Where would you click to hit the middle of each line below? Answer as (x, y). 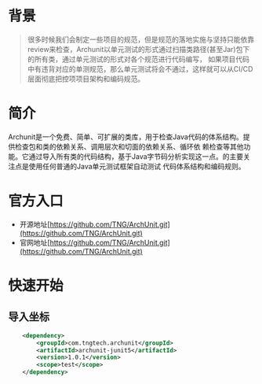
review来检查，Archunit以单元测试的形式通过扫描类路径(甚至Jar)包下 (138, 49)
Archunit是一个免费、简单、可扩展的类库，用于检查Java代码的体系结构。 (126, 137)
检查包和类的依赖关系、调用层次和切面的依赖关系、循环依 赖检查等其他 (129, 146)
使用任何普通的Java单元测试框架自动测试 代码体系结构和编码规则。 (137, 166)
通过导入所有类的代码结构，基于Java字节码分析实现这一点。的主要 (136, 156)
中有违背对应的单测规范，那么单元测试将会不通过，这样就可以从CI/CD (140, 68)
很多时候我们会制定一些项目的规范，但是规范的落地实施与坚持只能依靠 (141, 39)
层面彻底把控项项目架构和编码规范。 (86, 79)
